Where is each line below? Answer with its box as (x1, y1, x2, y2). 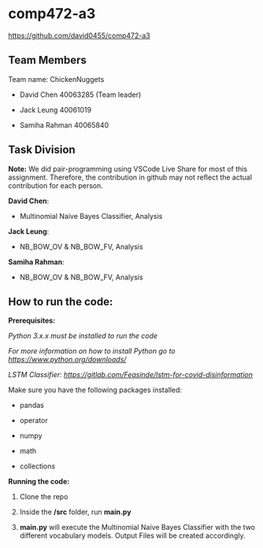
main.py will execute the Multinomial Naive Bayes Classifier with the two (19, 523, 256, 532)
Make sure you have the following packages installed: (8, 385, 183, 394)
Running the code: (8, 477, 70, 487)
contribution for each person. (8, 180, 104, 190)
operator (19, 416, 49, 425)
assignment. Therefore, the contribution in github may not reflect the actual (8, 172, 253, 182)
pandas (19, 401, 45, 410)
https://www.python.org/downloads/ (8, 355, 127, 365)
